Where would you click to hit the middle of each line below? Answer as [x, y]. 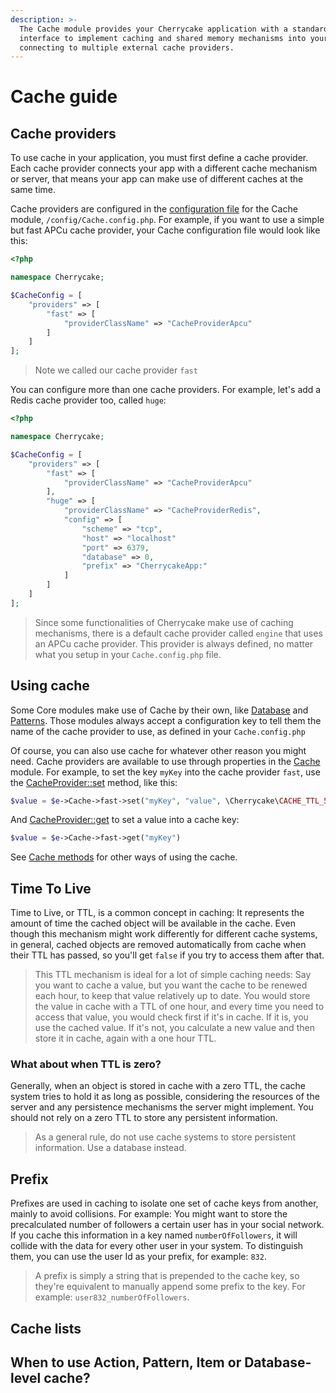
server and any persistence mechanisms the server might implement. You [162, 1107]
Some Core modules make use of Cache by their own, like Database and [159, 710]
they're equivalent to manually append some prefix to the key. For [170, 1287]
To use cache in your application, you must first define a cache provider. [159, 158]
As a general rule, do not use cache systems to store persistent [165, 1137]
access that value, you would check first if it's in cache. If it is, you [171, 1017]
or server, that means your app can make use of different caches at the [157, 179]
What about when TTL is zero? [86, 1064]
